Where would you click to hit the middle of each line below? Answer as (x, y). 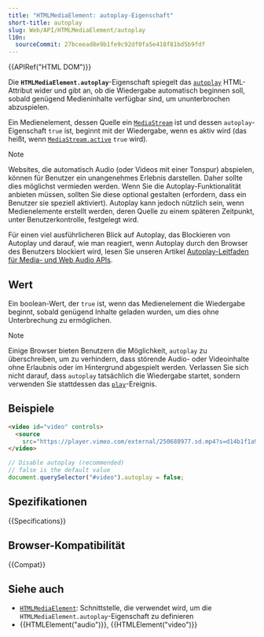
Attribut (20, 90)
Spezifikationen (48, 502)
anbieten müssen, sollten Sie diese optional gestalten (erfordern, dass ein (127, 195)
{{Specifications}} (37, 521)
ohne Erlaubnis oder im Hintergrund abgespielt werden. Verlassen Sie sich (128, 367)
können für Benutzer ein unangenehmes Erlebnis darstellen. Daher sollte (126, 178)
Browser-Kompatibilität (67, 545)
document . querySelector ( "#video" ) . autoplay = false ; (96, 478)
